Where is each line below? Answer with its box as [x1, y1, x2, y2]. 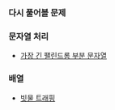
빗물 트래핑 [19, 93, 56, 103]
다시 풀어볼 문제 [8, 6, 66, 18]
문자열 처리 [8, 31, 49, 42]
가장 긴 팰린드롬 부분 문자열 [19, 51, 108, 61]
